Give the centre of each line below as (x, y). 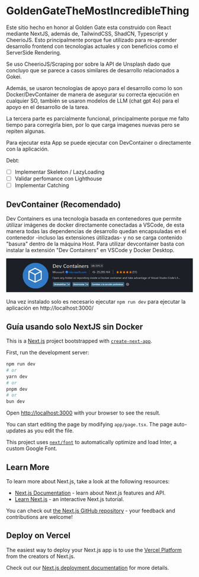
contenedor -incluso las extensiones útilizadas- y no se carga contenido (94, 237)
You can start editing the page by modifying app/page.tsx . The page (89, 425)
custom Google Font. (32, 448)
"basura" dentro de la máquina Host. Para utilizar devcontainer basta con (95, 244)
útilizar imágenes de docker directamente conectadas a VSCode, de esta (95, 225)
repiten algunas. (26, 131)
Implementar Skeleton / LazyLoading (60, 172)
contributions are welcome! (39, 517)
